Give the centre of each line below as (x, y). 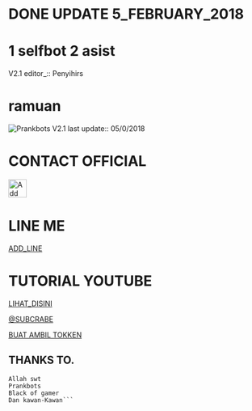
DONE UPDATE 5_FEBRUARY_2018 (126, 14)
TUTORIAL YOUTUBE (80, 281)
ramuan (35, 106)
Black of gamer (34, 393)
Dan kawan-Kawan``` (41, 400)
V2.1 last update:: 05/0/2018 (99, 129)
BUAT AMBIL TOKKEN (45, 335)
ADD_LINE (25, 248)
